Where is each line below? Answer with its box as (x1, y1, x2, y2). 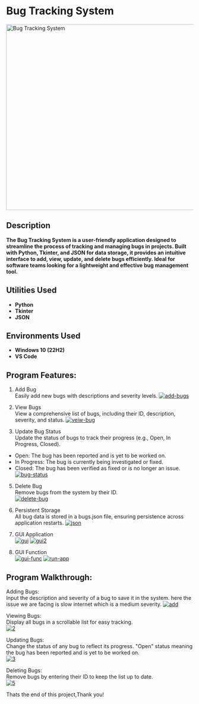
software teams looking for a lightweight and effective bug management (6, 262, 189, 269)
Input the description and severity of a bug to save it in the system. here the (6, 595, 192, 601)
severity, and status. (14, 416, 65, 423)
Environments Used (6, 331, 81, 341)
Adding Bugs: (6, 588, 40, 595)
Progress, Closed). (14, 441, 61, 448)
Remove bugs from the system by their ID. (14, 489, 118, 496)
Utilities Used (6, 285, 57, 296)
